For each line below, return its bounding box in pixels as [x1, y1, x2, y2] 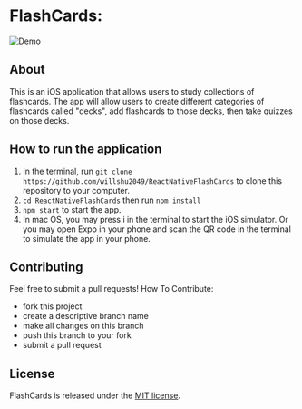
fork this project [22, 301, 83, 312]
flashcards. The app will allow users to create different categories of [9, 95, 265, 106]
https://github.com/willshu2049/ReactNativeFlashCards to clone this [22, 175, 283, 186]
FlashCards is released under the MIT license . [9, 390, 181, 401]
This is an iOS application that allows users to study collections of [9, 85, 255, 96]
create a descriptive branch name [22, 311, 150, 322]
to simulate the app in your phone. [22, 233, 151, 244]
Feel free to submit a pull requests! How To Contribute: [9, 284, 214, 294]
